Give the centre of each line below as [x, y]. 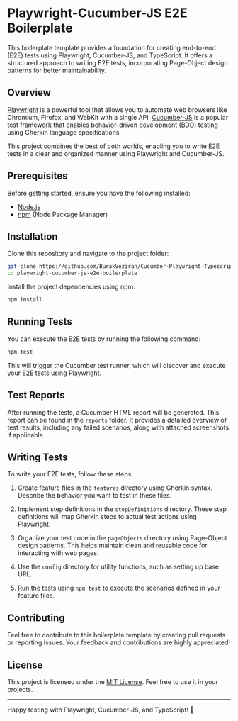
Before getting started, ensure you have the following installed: [99, 193]
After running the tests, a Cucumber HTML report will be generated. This [113, 412]
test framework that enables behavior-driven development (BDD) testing [113, 125]
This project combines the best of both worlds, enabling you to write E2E [114, 146]
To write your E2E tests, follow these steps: [70, 474]
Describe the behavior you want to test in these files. [95, 496]
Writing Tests [38, 457]
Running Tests [40, 322]
